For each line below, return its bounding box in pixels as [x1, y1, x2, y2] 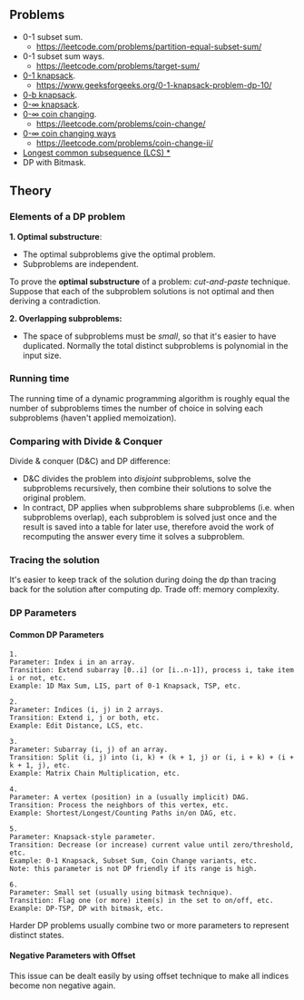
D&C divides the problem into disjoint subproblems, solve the [22, 473, 251, 484]
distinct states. [9, 929, 65, 940]
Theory [9, 183, 53, 199]
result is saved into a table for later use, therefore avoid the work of [22, 521, 275, 532]
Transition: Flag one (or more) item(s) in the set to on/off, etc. [9, 896, 274, 905]
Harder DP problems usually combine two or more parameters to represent [9, 919, 289, 930]
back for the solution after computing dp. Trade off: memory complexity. [9, 584, 279, 595]
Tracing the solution [9, 554, 100, 567]
